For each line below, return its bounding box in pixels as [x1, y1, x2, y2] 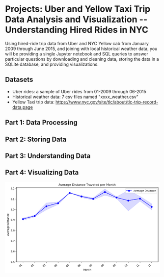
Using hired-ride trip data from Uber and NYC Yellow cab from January [5, 40, 149, 46]
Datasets [5, 76, 33, 84]
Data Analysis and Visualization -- [5, 14, 148, 25]
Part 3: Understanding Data [5, 151, 91, 160]
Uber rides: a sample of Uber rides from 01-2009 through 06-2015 [12, 88, 146, 94]
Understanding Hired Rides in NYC [5, 25, 149, 35]
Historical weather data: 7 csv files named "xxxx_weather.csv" [12, 94, 139, 100]
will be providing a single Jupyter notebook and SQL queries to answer [5, 50, 149, 57]
